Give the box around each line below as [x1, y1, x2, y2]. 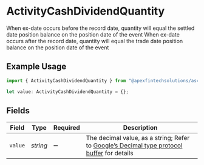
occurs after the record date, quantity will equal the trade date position [6, 37, 183, 44]
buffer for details [86, 149, 134, 158]
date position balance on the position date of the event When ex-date [6, 30, 180, 38]
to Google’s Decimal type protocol [86, 141, 183, 150]
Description [123, 124, 158, 132]
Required [53, 124, 80, 132]
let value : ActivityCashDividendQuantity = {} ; [6, 88, 129, 95]
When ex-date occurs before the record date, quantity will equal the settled [6, 24, 195, 32]
